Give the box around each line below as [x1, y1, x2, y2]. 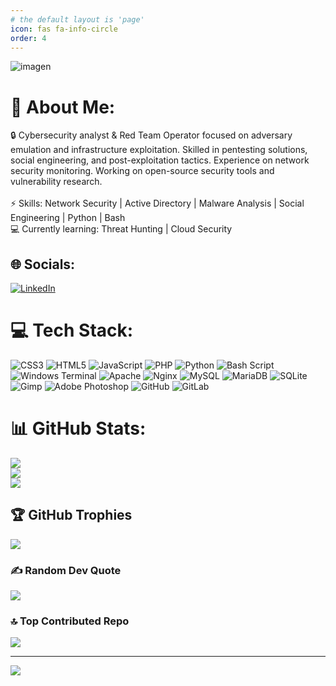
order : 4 [10, 33, 47, 43]
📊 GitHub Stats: [10, 417, 147, 440]
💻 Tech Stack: [10, 319, 134, 342]
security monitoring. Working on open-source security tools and [10, 165, 275, 177]
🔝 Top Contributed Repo [10, 614, 130, 628]
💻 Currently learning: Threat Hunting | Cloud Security [10, 223, 233, 235]
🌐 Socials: [10, 256, 76, 273]
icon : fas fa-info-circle [10, 24, 118, 34]
